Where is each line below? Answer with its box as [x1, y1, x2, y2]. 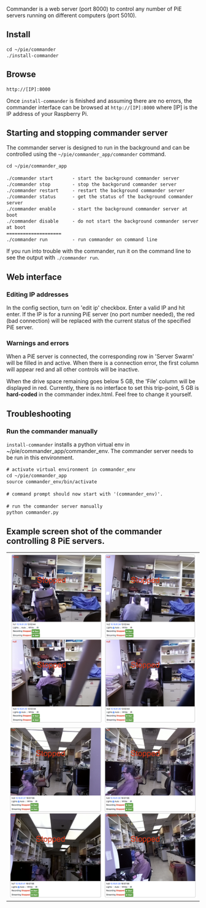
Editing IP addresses [6, 290, 69, 299]
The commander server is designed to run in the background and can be [6, 144, 190, 151]
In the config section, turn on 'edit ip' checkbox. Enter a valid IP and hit [6, 304, 185, 311]
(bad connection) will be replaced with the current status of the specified [6, 317, 191, 324]
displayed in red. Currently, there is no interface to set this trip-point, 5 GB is [6, 384, 199, 392]
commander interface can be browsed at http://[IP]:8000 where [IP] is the [6, 104, 198, 111]
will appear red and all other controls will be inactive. [6, 366, 140, 373]
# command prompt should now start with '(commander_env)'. [6, 491, 164, 497]
